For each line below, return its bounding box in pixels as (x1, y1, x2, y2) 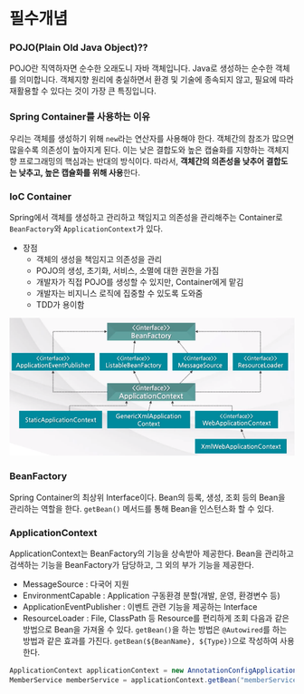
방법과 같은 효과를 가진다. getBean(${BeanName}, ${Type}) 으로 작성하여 (22, 636, 279, 647)
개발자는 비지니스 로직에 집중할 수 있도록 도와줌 (35, 288, 204, 299)
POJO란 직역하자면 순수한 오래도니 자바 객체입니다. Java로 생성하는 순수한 (9, 63, 273, 73)
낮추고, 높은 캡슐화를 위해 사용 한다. (18, 167, 140, 178)
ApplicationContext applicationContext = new (9, 666, 184, 676)
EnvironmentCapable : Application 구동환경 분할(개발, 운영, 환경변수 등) (22, 591, 280, 601)
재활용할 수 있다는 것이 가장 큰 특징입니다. (9, 85, 157, 96)
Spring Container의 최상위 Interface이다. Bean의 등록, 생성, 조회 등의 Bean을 (9, 492, 286, 503)
